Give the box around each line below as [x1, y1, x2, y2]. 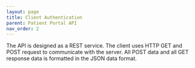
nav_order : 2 [6, 25, 39, 32]
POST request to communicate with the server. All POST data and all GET [6, 49, 189, 56]
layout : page [6, 8, 39, 15]
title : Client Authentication [6, 14, 83, 20]
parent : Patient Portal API [6, 20, 78, 26]
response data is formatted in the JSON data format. [6, 55, 137, 62]
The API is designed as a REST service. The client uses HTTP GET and [6, 42, 183, 49]
